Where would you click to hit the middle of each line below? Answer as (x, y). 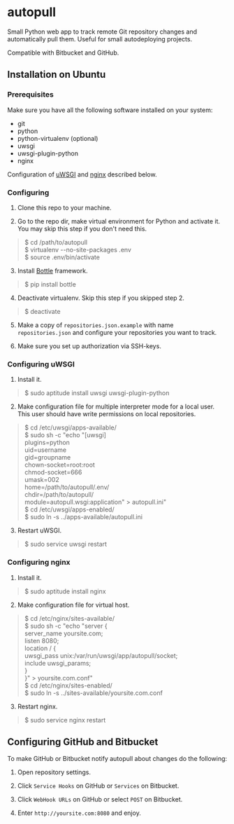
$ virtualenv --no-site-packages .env (78, 249)
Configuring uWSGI (41, 364)
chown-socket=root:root (60, 465)
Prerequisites (30, 95)
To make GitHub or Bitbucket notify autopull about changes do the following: (117, 759)
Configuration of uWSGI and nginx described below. (82, 174)
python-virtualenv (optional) (58, 138)
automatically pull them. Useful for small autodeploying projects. (100, 39)
